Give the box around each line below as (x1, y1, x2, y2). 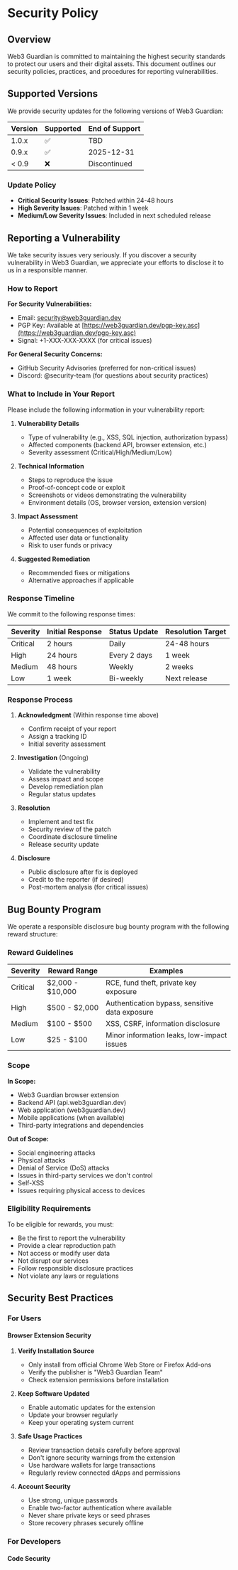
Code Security (7, 1554, 51, 1562)
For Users (7, 1313, 42, 1323)
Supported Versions (7, 87, 98, 100)
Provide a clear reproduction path (17, 1241, 116, 1249)
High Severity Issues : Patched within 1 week (17, 204, 149, 213)
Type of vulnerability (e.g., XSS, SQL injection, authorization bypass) (28, 432, 228, 442)
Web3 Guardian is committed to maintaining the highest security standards (7, 52, 226, 60)
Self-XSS (17, 1178, 45, 1187)
